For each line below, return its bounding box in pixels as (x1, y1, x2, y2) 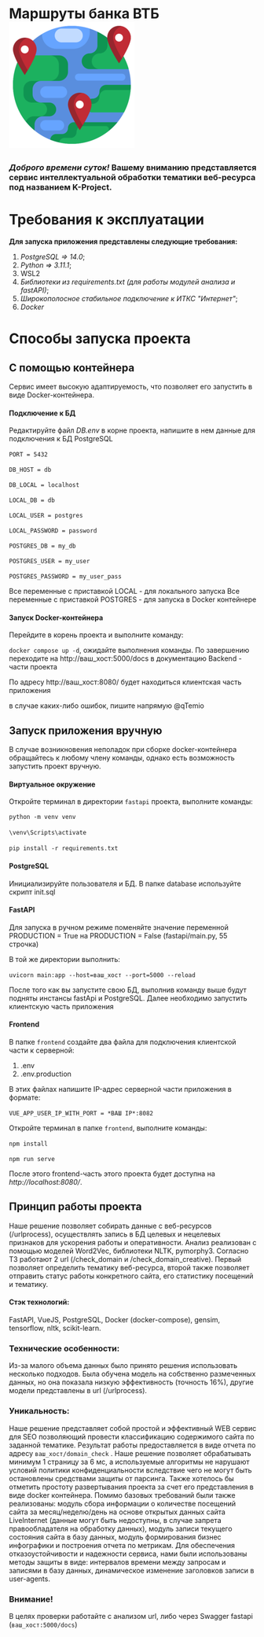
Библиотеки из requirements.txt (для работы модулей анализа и (20, 277, 236, 287)
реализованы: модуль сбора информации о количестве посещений (9, 1499, 236, 1508)
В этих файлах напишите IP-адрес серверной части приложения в (9, 1085, 233, 1094)
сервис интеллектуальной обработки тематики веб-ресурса (9, 172, 256, 183)
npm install (9, 1140, 48, 1148)
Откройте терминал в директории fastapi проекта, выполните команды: (9, 797, 254, 806)
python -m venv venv (9, 813, 77, 821)
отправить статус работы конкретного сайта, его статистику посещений (9, 1271, 254, 1281)
